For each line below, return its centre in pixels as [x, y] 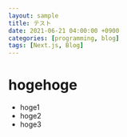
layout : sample [34, 16]
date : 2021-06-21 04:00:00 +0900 [64, 30]
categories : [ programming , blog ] [64, 38]
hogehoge [43, 85]
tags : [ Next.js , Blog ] [46, 46]
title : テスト [30, 23]
